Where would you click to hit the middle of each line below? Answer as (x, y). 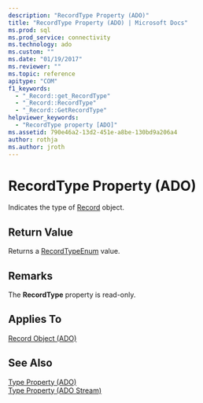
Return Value (41, 232)
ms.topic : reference (42, 74)
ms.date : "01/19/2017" (45, 60)
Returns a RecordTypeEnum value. (64, 251)
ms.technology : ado (40, 45)
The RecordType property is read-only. (72, 295)
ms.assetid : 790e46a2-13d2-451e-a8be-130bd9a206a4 (93, 132)
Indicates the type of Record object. (66, 207)
